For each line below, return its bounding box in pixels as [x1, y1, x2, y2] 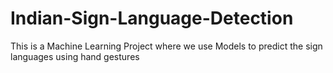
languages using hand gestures [10, 50, 140, 62]
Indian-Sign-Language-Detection [10, 7, 294, 30]
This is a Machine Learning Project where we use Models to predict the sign [10, 40, 323, 52]
